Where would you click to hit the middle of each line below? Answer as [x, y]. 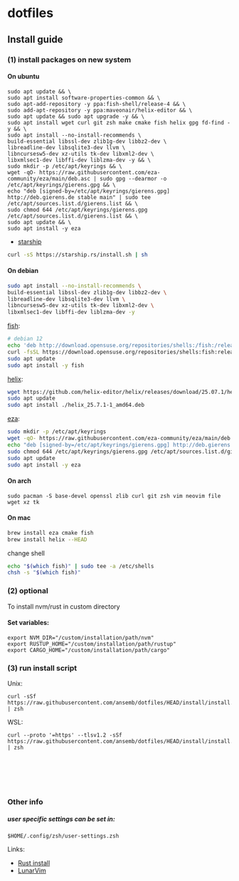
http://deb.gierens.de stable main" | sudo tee [79, 197]
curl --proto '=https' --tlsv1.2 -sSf [65, 735]
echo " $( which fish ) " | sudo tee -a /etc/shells [81, 566]
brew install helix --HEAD [47, 539]
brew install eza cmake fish [51, 533]
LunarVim [32, 870]
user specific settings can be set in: [61, 818]
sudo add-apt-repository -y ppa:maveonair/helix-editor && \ [100, 110]
